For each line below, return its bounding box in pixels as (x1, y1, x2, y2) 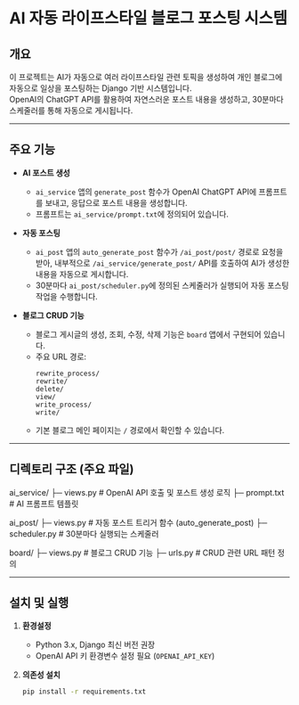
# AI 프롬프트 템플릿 (9, 498, 79, 509)
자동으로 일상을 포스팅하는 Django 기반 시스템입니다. (9, 83, 192, 94)
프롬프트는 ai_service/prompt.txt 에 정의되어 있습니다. (35, 209, 230, 219)
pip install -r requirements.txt (21, 687, 147, 696)
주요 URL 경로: (35, 351, 87, 362)
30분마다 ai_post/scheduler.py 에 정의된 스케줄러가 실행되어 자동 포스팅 (35, 280, 289, 291)
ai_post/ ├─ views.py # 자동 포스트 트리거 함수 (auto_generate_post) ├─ (9, 517, 268, 528)
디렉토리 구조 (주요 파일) (9, 462, 134, 477)
